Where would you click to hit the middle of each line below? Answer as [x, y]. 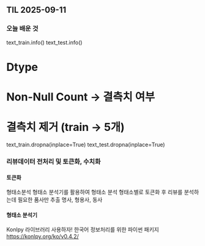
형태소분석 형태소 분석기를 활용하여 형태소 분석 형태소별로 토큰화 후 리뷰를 [95, 192]
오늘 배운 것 [22, 29]
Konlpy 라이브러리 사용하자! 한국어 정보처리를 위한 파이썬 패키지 [83, 229]
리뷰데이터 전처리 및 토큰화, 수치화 [54, 162]
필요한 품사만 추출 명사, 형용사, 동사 [60, 200]
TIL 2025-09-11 [36, 10]
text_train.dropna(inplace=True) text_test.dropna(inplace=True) [86, 144]
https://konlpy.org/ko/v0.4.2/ [43, 237]
